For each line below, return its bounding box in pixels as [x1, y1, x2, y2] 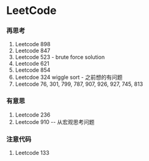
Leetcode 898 [15, 41, 50, 48]
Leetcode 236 [15, 111, 50, 118]
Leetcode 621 [15, 60, 50, 67]
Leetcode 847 [15, 47, 50, 55]
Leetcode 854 [15, 66, 50, 74]
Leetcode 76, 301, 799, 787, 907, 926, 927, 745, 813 [15, 80, 144, 88]
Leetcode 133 [15, 149, 50, 157]
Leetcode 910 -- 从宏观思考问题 [15, 118, 95, 125]
